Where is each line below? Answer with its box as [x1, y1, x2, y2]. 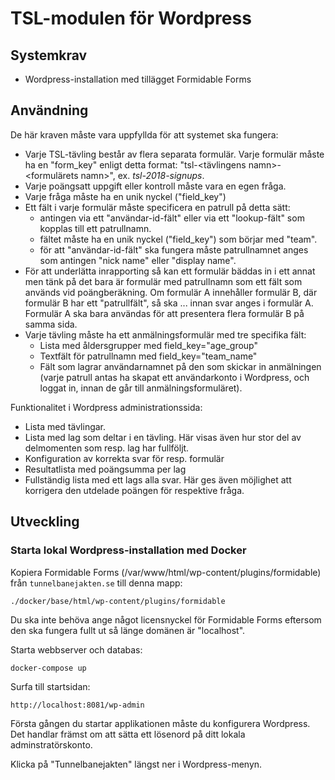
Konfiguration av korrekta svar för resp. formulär [24, 452, 225, 464]
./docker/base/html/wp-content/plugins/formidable [10, 596, 226, 606]
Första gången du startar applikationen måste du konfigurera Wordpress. [10, 717, 311, 729]
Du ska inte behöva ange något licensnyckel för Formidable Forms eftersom [10, 613, 322, 626]
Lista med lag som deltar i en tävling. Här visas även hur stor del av [24, 431, 302, 443]
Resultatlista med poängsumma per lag [24, 463, 187, 475]
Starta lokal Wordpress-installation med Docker [10, 543, 247, 557]
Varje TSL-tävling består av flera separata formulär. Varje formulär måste [24, 148, 325, 160]
